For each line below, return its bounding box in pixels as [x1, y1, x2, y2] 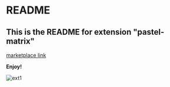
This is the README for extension [6, 27, 132, 37]
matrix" [6, 36, 35, 46]
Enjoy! [6, 63, 22, 70]
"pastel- [133, 27, 165, 37]
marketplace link [6, 52, 46, 59]
